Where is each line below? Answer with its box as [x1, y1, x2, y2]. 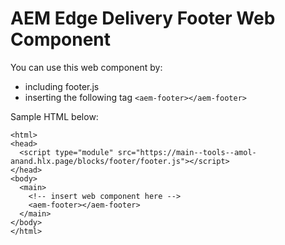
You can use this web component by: [10, 61, 163, 73]
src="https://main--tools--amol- [117, 147, 257, 157]
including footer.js [24, 80, 100, 92]
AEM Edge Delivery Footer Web [10, 7, 276, 30]
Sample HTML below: [10, 110, 99, 122]
